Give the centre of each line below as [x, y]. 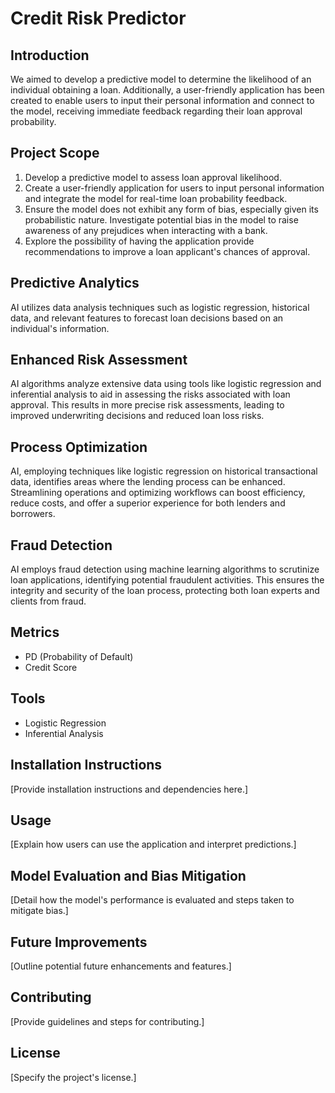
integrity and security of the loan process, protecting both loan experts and [165, 591]
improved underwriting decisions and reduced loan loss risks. [137, 416]
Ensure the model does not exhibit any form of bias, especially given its [171, 209]
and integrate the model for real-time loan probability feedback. [156, 198]
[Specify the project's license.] [73, 1077]
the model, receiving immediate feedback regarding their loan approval [156, 111]
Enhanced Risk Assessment [99, 360]
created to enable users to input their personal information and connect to [162, 100]
